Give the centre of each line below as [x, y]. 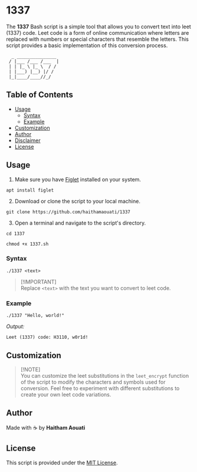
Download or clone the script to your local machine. [77, 201]
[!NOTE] [30, 369]
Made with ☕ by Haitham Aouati [46, 427]
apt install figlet [30, 190]
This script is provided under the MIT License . [62, 463]
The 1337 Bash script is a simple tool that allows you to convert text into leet [99, 27]
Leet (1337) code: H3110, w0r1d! [47, 337]
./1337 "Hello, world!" [35, 316]
